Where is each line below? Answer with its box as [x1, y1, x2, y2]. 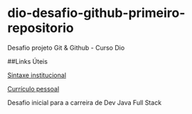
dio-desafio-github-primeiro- [7, 5, 186, 21]
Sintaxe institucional [7, 71, 66, 79]
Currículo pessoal [7, 84, 60, 93]
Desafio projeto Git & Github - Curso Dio [7, 43, 125, 52]
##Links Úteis [7, 57, 48, 65]
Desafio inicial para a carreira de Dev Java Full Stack [7, 98, 162, 107]
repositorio [7, 20, 74, 36]
